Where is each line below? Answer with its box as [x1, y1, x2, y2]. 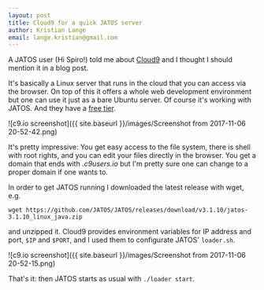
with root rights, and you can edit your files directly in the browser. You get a [8, 151, 256, 160]
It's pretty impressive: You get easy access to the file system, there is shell [8, 142, 251, 152]
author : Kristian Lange [8, 26, 87, 34]
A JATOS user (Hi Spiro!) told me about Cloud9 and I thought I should [8, 55, 232, 64]
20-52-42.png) [8, 127, 58, 137]
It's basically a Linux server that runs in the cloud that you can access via [8, 79, 247, 88]
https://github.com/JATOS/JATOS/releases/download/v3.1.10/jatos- [25, 206, 248, 215]
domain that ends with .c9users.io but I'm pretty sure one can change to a [8, 159, 248, 169]
